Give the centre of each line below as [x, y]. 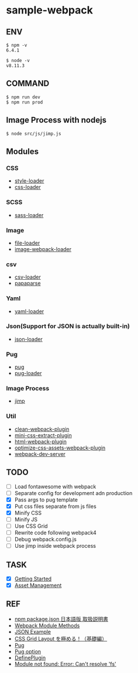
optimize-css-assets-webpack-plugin [60, 448]
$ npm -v [17, 45]
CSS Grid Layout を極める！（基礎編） [61, 638]
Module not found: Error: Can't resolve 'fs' [65, 664]
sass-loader [29, 215]
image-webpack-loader [43, 249]
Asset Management [38, 585]
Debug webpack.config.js [46, 539]
